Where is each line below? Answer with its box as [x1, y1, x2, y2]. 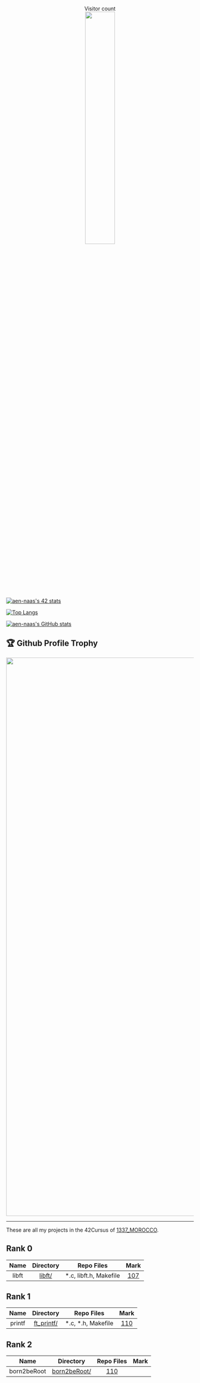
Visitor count [84, 5, 116, 12]
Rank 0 [6, 1244, 33, 1254]
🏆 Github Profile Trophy [6, 638, 98, 649]
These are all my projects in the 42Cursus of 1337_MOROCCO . [6, 1226, 159, 1234]
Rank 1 [6, 1292, 31, 1302]
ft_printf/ [33, 1319, 58, 1328]
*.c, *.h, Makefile [65, 1319, 114, 1328]
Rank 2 [6, 1340, 33, 1350]
